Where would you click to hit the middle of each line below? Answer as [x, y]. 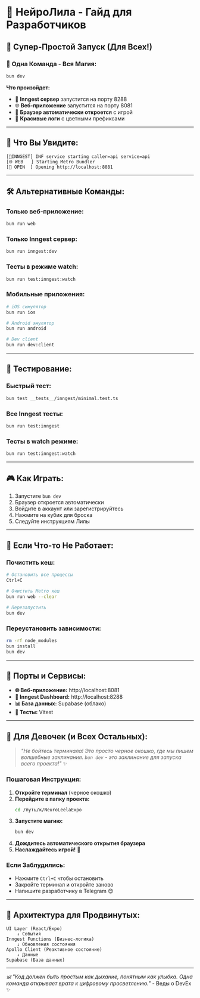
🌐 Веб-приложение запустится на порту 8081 [74, 105]
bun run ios [21, 312]
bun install [21, 646]
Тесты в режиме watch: [42, 266]
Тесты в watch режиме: [42, 441]
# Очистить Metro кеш [33, 591]
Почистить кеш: [31, 563]
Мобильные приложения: [46, 295]
